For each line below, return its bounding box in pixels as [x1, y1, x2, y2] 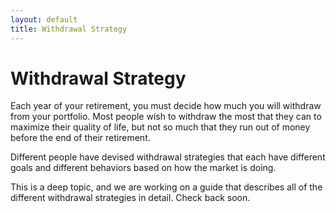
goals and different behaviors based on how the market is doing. [10, 162, 277, 174]
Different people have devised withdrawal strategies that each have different [10, 151, 326, 163]
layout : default [10, 14, 78, 25]
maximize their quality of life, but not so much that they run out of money [10, 121, 311, 133]
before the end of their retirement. [10, 132, 151, 144]
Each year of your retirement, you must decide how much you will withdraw [10, 100, 322, 112]
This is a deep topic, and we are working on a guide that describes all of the [10, 181, 323, 193]
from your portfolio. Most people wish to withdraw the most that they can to [10, 111, 322, 123]
